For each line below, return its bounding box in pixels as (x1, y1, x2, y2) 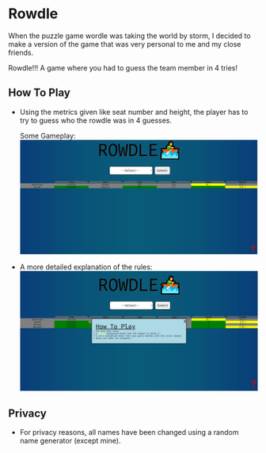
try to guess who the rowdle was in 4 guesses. (19, 116, 173, 125)
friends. (8, 48, 34, 57)
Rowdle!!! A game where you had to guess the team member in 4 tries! (8, 63, 238, 72)
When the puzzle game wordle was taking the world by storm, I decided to (8, 31, 251, 40)
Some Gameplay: (19, 131, 76, 140)
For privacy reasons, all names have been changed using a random (19, 428, 239, 437)
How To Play (8, 86, 71, 100)
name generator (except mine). (19, 436, 121, 446)
